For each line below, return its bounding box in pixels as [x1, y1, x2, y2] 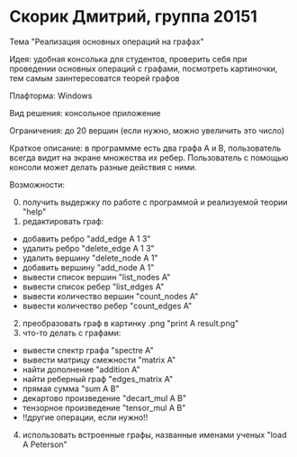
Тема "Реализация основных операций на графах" [9, 36, 204, 47]
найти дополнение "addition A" [22, 363, 141, 375]
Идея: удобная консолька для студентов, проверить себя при [9, 53, 247, 64]
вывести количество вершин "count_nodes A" [22, 290, 199, 301]
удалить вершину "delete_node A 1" [22, 252, 158, 263]
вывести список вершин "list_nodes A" [22, 271, 171, 282]
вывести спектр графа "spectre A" [22, 344, 155, 355]
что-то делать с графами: [22, 327, 121, 338]
